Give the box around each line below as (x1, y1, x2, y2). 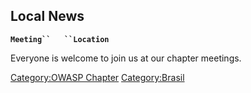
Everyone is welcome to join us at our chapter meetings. (10, 52, 242, 64)
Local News (10, 8, 85, 25)
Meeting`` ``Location (10, 34, 110, 44)
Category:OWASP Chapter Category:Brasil (10, 71, 185, 83)
